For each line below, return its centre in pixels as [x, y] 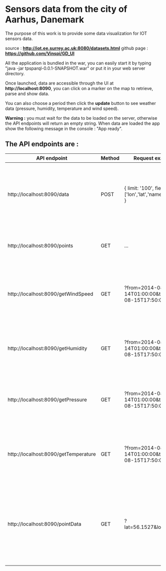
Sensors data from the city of [66, 9]
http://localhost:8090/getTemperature [52, 454]
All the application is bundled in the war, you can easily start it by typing [78, 63]
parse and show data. [27, 94]
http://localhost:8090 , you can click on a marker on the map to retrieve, [79, 88]
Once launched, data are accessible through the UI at [59, 83]
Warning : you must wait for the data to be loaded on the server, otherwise [81, 118]
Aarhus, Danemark [45, 20]
